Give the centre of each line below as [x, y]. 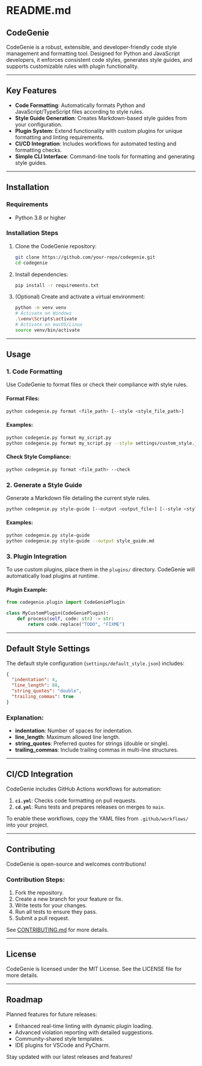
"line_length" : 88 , [36, 685]
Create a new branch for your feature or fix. [69, 899]
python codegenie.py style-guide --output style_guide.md [80, 541]
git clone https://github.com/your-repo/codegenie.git [85, 257]
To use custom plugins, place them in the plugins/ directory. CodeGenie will [101, 569]
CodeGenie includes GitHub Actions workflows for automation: [84, 789]
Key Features [32, 91]
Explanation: [25, 717]
